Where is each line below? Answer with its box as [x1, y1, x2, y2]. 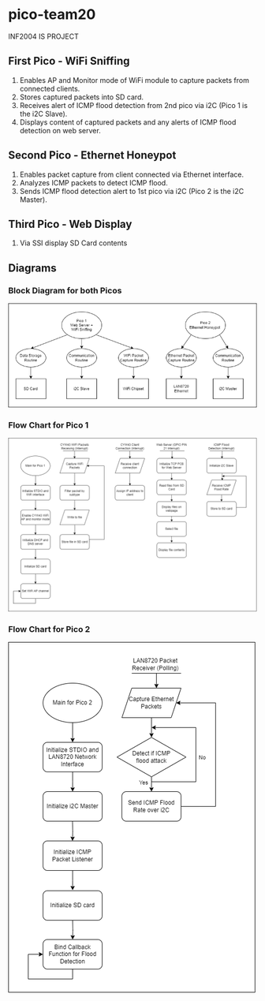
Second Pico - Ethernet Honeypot [8, 148, 177, 162]
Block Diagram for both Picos [8, 285, 122, 296]
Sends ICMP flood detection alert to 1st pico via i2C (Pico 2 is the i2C [19, 186, 244, 196]
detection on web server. [19, 125, 101, 135]
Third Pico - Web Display [8, 217, 132, 230]
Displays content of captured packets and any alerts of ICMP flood [19, 117, 237, 127]
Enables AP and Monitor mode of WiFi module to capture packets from [19, 75, 250, 84]
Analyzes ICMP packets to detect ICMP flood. [19, 177, 168, 187]
